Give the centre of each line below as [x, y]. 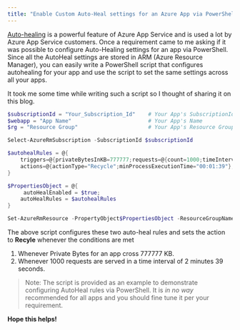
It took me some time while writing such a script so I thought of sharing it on [119, 93]
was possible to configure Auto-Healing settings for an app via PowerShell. [118, 49]
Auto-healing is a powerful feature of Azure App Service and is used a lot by [120, 34]
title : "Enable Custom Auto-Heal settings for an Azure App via [105, 14]
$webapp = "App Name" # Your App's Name [105, 121]
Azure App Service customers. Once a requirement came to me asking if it [117, 42]
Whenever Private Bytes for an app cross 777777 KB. [96, 253]
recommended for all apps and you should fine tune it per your [117, 298]
